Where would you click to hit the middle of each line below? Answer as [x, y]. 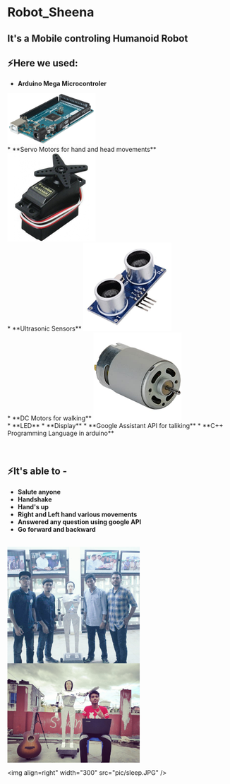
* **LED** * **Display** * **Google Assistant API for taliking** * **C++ [115, 425]
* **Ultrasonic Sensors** [45, 328]
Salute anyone [39, 492]
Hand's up [33, 506]
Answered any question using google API [79, 522]
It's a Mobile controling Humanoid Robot [98, 38]
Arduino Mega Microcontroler [62, 84]
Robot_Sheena [51, 12]
